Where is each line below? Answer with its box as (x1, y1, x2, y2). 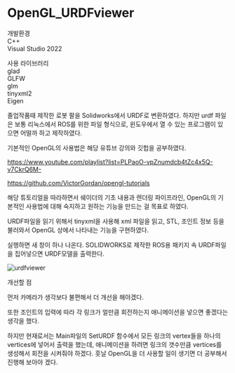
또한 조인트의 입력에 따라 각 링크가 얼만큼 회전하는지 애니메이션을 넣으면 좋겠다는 (7, 308, 229, 316)
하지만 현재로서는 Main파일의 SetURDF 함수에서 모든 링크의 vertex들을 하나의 (7, 332, 221, 340)
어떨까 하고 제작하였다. (20, 129, 83, 137)
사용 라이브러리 (7, 58, 49, 67)
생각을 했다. (7, 316, 40, 325)
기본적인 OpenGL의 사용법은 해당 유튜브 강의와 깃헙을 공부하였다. (7, 143, 187, 152)
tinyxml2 (7, 89, 32, 98)
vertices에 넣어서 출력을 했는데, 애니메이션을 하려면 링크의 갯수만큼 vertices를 (7, 340, 222, 348)
